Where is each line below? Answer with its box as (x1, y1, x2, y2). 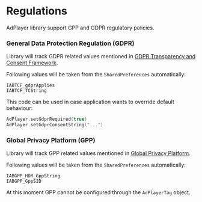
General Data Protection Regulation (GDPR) (6, 39, 135, 47)
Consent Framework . (6, 59, 58, 67)
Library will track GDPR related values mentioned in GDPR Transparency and (6, 53, 196, 60)
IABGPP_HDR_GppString (6, 173, 61, 179)
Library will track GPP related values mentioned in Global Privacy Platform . (6, 150, 191, 157)
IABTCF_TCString (6, 88, 47, 94)
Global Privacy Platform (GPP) (6, 136, 96, 144)
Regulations (6, 4, 67, 18)
